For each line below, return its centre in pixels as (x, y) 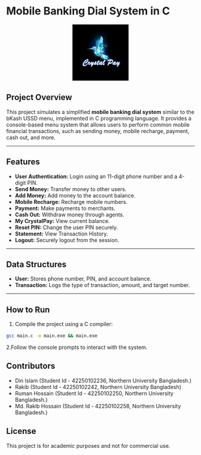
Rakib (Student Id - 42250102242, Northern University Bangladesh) (98, 387)
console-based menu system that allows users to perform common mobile (98, 125)
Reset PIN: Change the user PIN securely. (66, 227)
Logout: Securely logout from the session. (67, 240)
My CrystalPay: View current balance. (62, 221)
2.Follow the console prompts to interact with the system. (77, 347)
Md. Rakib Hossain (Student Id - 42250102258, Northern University (98, 406)
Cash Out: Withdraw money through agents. (69, 215)
